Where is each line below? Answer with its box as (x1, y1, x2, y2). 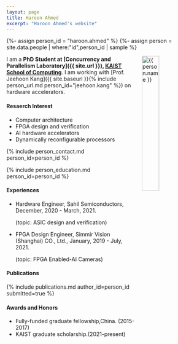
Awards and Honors (6, 303, 58, 311)
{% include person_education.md (6, 166, 91, 173)
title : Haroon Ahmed (6, 15, 60, 21)
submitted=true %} (6, 289, 55, 297)
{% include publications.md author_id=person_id (6, 283, 130, 291)
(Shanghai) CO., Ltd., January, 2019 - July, (15, 237, 123, 244)
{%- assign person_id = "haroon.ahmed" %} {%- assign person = (6, 37, 172, 45)
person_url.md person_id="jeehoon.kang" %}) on (6, 82, 131, 89)
